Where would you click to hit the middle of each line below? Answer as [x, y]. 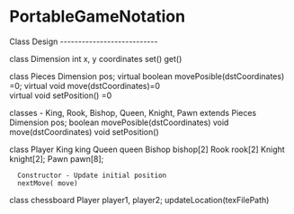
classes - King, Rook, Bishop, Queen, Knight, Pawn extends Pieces [133, 112]
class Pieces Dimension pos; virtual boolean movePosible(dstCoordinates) [147, 76]
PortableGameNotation [98, 17]
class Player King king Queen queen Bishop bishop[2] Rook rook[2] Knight [147, 149]
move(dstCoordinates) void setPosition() [84, 131]
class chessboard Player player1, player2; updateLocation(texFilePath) [139, 200]
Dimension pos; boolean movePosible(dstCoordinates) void [119, 122]
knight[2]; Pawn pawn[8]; [57, 158]
